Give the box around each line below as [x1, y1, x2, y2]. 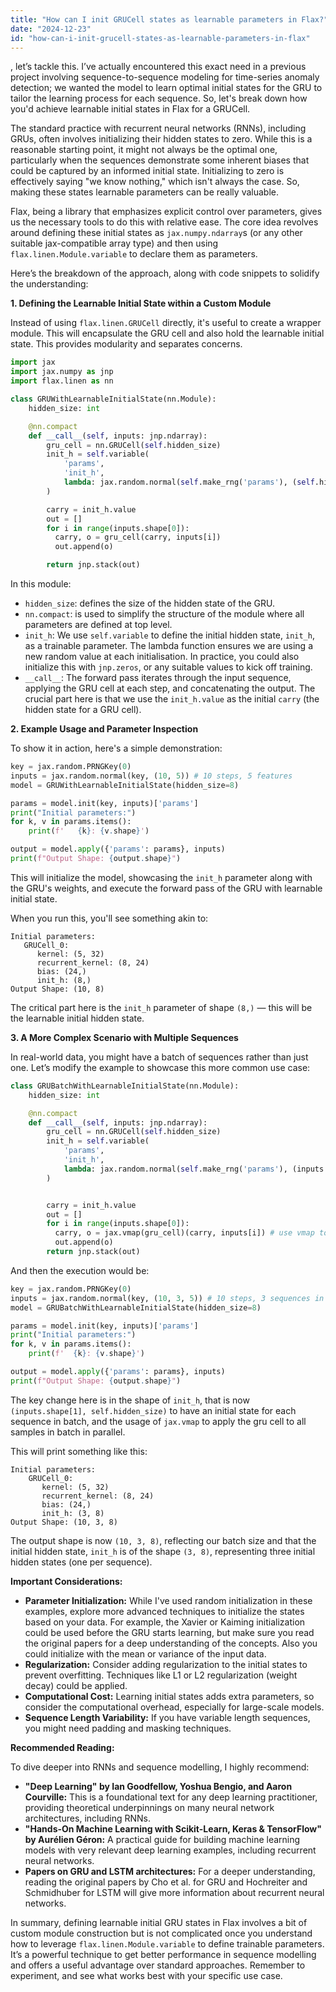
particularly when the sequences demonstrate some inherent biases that [10, 154, 310, 166]
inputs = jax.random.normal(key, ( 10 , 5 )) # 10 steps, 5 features [10, 771, 293, 781]
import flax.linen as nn [10, 376, 114, 386]
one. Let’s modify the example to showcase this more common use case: [10, 1061, 311, 1073]
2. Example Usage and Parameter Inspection [10, 723, 199, 735]
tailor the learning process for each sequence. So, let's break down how [10, 92, 308, 105]
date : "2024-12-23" [10, 24, 92, 34]
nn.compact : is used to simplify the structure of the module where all [24, 608, 305, 620]
